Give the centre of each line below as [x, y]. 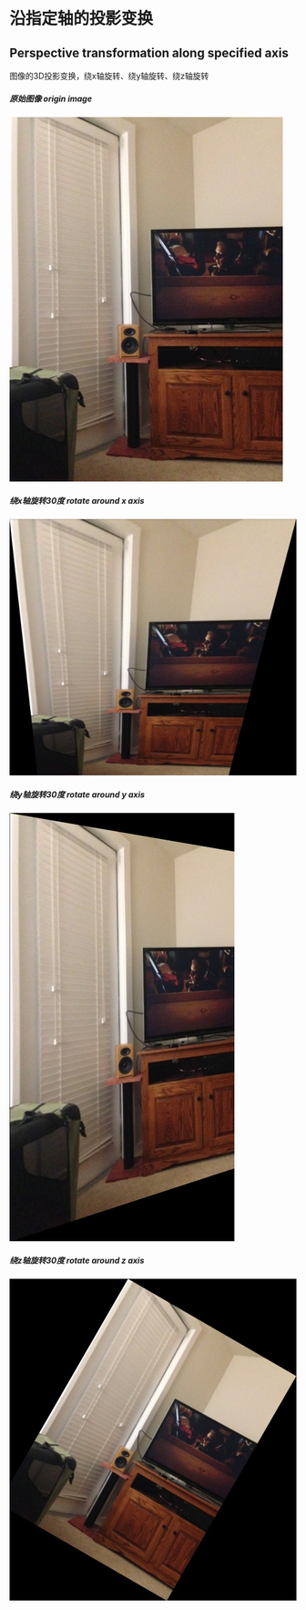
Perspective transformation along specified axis [149, 52]
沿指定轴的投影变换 [82, 19]
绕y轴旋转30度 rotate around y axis [77, 795]
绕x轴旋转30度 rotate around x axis [77, 500]
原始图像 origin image [51, 98]
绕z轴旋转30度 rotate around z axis [77, 1260]
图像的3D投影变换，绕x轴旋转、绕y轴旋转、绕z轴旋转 [109, 76]
